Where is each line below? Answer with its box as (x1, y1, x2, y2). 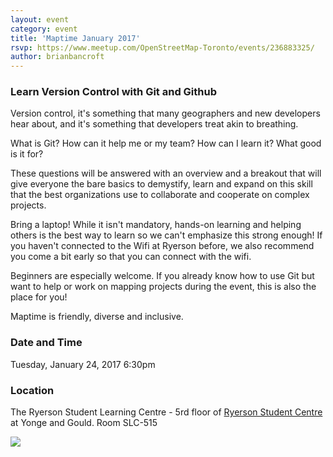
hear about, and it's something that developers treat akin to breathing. (10, 118, 299, 130)
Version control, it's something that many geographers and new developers (10, 107, 321, 120)
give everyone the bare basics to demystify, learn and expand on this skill (10, 178, 313, 190)
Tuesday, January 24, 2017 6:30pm (10, 358, 156, 370)
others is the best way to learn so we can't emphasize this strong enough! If (10, 229, 323, 241)
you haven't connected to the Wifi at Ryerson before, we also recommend (10, 240, 315, 252)
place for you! (10, 291, 68, 303)
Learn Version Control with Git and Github (10, 85, 218, 99)
